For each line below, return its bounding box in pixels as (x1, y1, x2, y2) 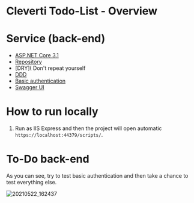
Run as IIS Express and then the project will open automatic (14, 125, 162, 132)
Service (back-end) (6, 32, 106, 46)
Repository (14, 58, 42, 66)
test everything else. (6, 179, 57, 186)
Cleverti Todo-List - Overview (6, 4, 158, 18)
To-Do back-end (6, 152, 89, 166)
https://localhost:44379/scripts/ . (14, 131, 103, 139)
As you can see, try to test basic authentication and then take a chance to (6, 172, 189, 179)
